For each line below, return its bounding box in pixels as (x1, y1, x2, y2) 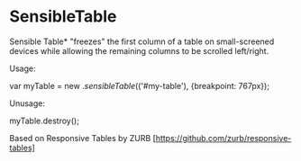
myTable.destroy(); (9, 115, 79, 126)
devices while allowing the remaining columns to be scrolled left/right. (9, 45, 269, 56)
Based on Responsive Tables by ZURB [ (9, 132, 156, 143)
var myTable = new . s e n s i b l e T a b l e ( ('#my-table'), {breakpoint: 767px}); (9, 80, 270, 91)
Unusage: (9, 97, 45, 109)
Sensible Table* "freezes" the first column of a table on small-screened (9, 36, 275, 47)
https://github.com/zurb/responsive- (155, 132, 292, 143)
